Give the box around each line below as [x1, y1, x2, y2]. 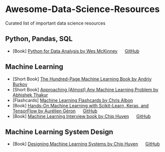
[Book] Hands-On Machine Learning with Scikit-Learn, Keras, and [12, 102, 149, 108]
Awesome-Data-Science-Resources [5, 4, 160, 15]
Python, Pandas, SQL [5, 35, 73, 43]
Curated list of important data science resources [5, 20, 106, 26]
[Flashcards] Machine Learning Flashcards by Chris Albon [12, 97, 133, 103]
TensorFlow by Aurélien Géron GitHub [12, 108, 98, 114]
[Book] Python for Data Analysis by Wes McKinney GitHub [12, 48, 140, 54]
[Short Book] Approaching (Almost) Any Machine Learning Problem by [12, 86, 158, 92]
